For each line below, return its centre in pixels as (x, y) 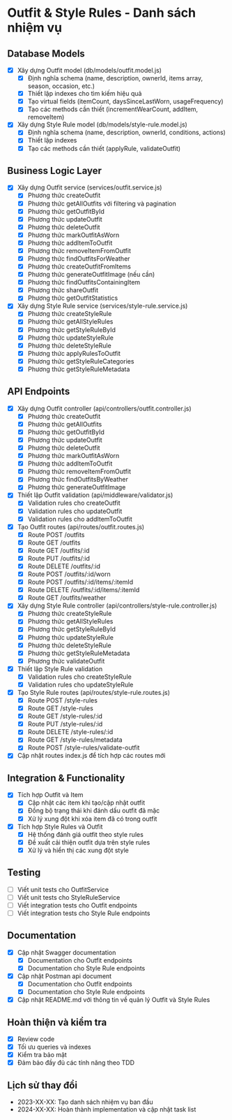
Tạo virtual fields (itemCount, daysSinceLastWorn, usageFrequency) (126, 101)
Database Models (46, 53)
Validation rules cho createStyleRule (80, 677)
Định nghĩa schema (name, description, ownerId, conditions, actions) (127, 132)
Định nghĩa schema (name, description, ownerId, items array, (115, 78)
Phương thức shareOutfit (63, 290)
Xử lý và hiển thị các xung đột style (78, 850)
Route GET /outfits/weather (67, 598)
